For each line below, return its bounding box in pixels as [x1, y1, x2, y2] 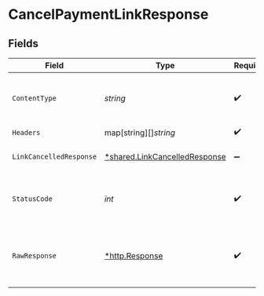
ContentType [12, 94, 57, 103]
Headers [12, 128, 41, 137]
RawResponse [12, 251, 57, 260]
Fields [8, 37, 39, 50]
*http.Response [104, 250, 163, 261]
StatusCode [12, 195, 53, 203]
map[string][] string [104, 127, 175, 138]
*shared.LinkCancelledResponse [104, 152, 226, 162]
